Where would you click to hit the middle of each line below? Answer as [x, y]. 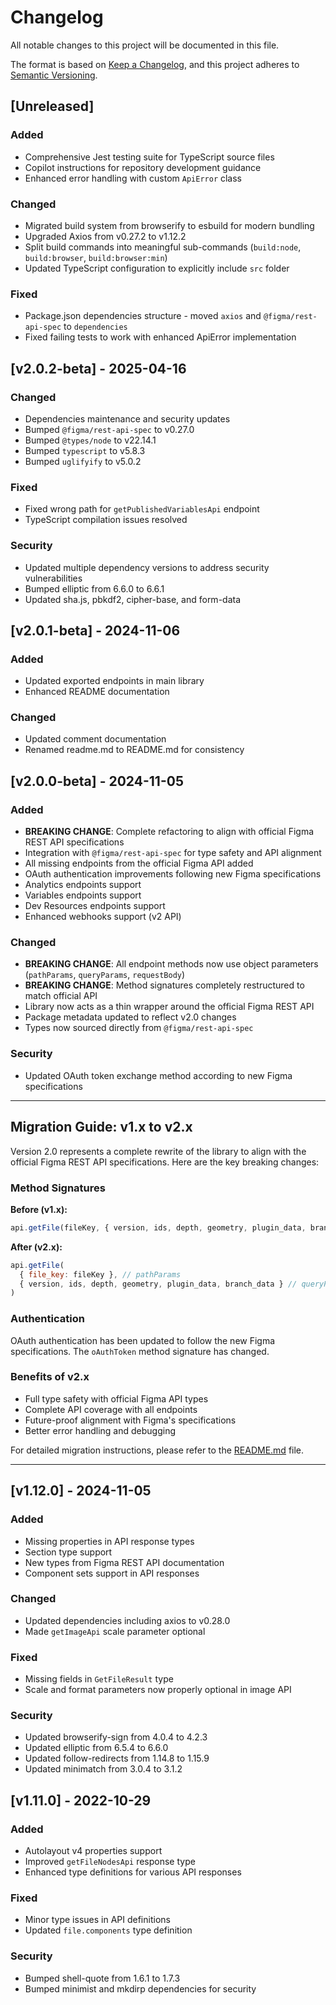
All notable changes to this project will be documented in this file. [145, 45]
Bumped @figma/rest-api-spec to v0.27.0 [109, 429]
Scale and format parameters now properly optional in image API [158, 1690]
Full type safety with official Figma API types [116, 1398]
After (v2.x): [36, 1247]
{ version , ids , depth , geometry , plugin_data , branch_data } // [158, 1284]
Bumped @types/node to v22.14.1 [90, 440]
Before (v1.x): [39, 1209]
